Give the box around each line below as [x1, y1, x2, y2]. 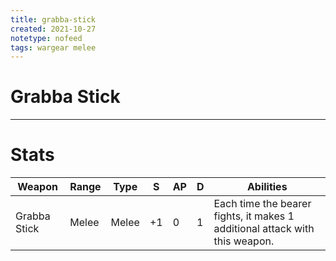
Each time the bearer [213, 197, 312, 211]
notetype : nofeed [10, 33, 83, 43]
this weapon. [213, 234, 275, 248]
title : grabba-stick [10, 14, 97, 25]
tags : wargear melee [10, 42, 97, 53]
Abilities [246, 180, 288, 194]
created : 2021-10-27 [10, 24, 97, 34]
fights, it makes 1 [213, 209, 295, 223]
